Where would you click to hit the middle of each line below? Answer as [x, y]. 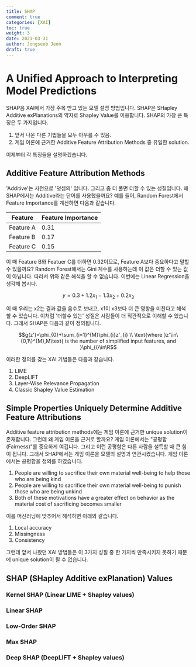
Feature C [23, 246]
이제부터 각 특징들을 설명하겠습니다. [47, 154]
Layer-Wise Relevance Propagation [57, 383]
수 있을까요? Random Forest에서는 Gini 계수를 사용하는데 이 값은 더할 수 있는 [94, 269]
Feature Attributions [44, 417]
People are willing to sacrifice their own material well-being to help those [102, 473]
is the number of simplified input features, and [121, 341]
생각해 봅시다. [22, 284]
